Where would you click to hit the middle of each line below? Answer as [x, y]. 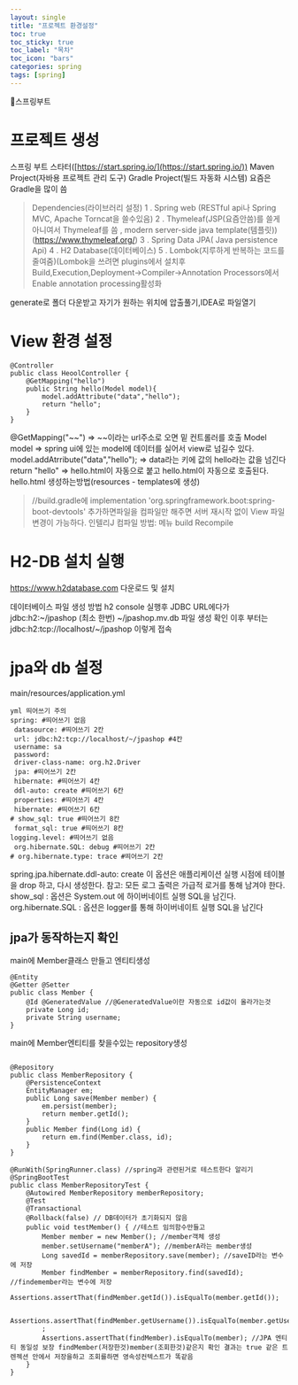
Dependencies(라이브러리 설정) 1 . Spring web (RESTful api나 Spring [154, 207]
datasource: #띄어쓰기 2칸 [59, 730]
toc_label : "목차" [42, 50]
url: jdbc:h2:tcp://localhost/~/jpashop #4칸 [98, 739]
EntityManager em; [60, 1091]
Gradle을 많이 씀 [39, 189]
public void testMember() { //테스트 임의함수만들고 [116, 1227]
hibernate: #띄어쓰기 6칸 [57, 809]
